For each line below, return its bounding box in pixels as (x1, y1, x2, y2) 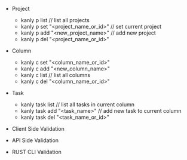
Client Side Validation (11, 125, 65, 132)
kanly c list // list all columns (20, 72, 91, 78)
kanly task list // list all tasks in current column (20, 101, 135, 108)
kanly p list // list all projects (20, 17, 90, 23)
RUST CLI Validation (11, 149, 62, 155)
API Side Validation (11, 137, 59, 144)
